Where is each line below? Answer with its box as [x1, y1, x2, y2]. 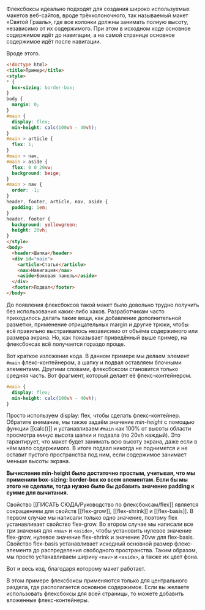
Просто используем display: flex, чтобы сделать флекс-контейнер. [6, 412, 181, 420]
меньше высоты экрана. [6, 458, 70, 465]
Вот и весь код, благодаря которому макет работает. [6, 565, 146, 573]
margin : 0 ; [12, 101, 40, 108]
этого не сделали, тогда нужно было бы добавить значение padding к [6, 482, 195, 490]
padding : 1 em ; [12, 204, 48, 211]
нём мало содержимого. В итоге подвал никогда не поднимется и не [6, 445, 188, 452]
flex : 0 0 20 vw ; [12, 164, 53, 171]
